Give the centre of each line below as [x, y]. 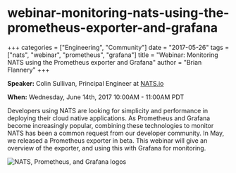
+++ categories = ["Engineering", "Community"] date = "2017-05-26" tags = [118, 47]
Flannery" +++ [29, 70]
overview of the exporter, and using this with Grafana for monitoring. [107, 148]
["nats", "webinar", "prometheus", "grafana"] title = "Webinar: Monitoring [113, 55]
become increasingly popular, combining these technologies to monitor [111, 125]
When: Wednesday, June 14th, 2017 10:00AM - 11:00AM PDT [96, 97]
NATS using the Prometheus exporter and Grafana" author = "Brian [105, 62]
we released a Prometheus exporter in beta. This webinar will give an [107, 140]
